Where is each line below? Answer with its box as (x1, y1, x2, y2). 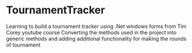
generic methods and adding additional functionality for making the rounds (6, 35, 187, 42)
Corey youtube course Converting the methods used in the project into (6, 29, 177, 36)
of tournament (6, 41, 41, 48)
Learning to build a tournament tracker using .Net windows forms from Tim (6, 23, 187, 30)
